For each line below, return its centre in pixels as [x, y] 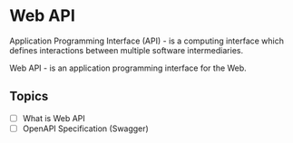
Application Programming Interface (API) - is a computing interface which [146, 41]
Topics [29, 96]
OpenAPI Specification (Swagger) [86, 129]
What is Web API [54, 118]
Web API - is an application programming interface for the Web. [128, 68]
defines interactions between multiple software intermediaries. [126, 50]
